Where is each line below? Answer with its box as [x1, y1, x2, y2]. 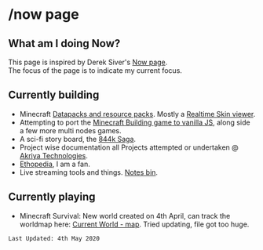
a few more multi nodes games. [19, 125, 122, 135]
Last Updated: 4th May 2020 [8, 234, 100, 242]
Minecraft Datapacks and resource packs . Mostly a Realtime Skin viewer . [19, 109, 256, 118]
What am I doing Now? [8, 37, 121, 50]
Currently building [8, 89, 100, 102]
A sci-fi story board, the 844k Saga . [19, 134, 136, 143]
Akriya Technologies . [19, 150, 88, 160]
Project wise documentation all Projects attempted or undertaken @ [19, 143, 239, 152]
